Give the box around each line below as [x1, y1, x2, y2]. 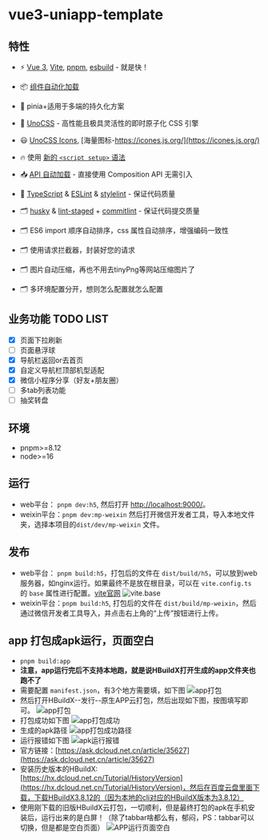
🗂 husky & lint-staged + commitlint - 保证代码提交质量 [19, 206, 200, 216]
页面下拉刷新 [19, 335, 62, 345]
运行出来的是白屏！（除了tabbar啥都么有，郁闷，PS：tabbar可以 [41, 812, 254, 822]
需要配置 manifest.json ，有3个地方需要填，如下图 [19, 685, 186, 695]
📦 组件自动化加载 [19, 82, 80, 91]
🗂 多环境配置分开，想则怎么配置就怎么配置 [19, 285, 164, 293]
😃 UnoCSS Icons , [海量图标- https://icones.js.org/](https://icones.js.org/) [19, 135, 260, 145]
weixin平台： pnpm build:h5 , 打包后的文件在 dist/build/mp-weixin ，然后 [19, 598, 258, 608]
